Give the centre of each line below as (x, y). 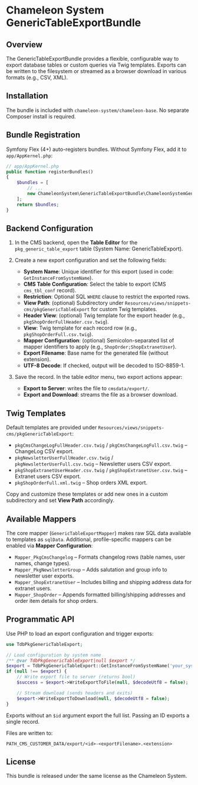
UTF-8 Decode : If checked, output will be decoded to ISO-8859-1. (104, 365)
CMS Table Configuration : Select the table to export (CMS (95, 284)
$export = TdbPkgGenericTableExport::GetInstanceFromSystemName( (88, 666)
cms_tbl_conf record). (50, 291)
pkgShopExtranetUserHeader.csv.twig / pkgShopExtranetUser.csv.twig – (101, 470)
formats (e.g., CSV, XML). (37, 77)
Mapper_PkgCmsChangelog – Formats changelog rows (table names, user (100, 557)
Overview (24, 44)
